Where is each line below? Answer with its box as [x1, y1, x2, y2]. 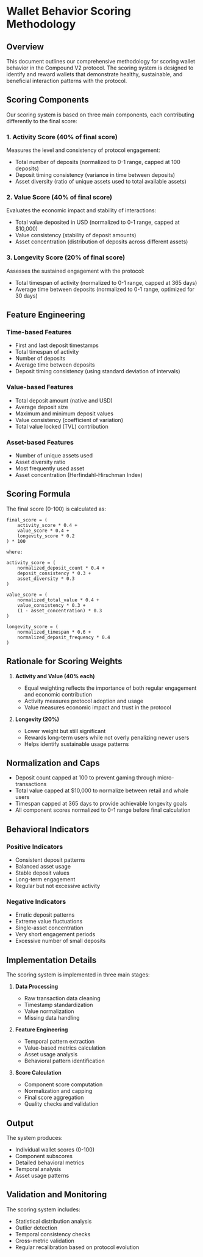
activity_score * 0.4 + [17, 522, 78, 528]
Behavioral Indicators [6, 824, 90, 834]
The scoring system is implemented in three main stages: [6, 971, 151, 978]
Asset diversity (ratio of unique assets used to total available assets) [15, 178, 187, 185]
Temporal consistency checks [15, 1230, 91, 1237]
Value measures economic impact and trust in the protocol [24, 703, 172, 711]
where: [6, 549, 23, 555]
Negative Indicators [6, 898, 66, 906]
